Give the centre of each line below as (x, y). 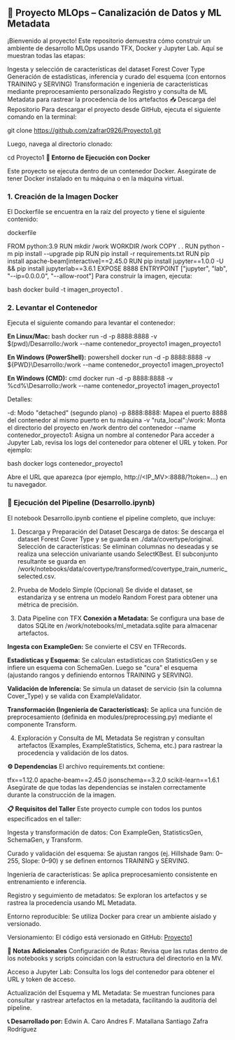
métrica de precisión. (48, 604)
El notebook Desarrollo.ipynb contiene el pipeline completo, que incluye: (112, 518)
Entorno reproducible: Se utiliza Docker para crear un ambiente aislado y (112, 916)
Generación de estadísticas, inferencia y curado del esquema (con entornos (117, 76)
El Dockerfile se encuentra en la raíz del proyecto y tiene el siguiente (106, 212)
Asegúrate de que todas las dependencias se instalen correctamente (107, 787)
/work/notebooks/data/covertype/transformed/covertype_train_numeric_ (122, 569)
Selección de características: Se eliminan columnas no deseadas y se (118, 546)
